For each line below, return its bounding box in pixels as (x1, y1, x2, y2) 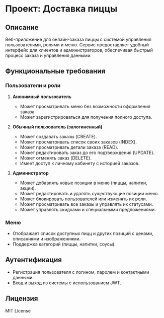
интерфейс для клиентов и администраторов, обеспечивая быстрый (5, 47, 153, 53)
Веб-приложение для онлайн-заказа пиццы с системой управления (5, 36, 152, 42)
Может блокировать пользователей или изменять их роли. (20, 196, 147, 202)
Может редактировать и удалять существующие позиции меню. (20, 190, 159, 196)
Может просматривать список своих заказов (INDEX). (20, 139, 137, 145)
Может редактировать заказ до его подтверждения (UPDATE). (20, 149, 155, 155)
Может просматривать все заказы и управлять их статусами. (20, 201, 153, 207)
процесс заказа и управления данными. (5, 52, 92, 58)
